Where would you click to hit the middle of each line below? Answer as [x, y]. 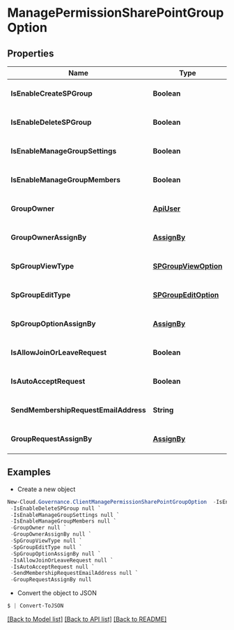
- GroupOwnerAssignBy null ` [51, 534]
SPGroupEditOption [186, 295]
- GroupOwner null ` [39, 528]
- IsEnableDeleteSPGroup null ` [55, 508]
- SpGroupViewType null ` [46, 541]
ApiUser [167, 209]
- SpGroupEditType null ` [46, 547]
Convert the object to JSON [57, 593]
